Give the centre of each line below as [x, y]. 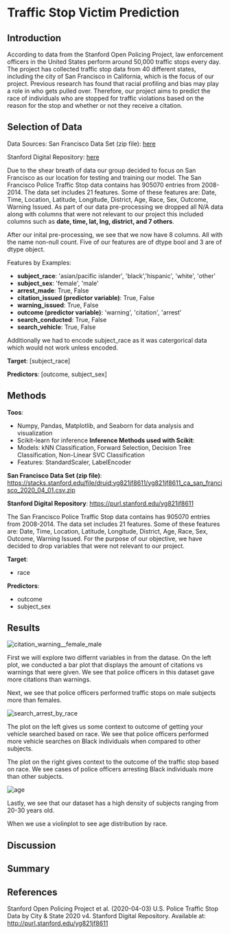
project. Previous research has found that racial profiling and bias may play [113, 83]
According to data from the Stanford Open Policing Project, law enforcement [115, 54]
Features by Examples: [39, 262]
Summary [28, 869]
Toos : [15, 412]
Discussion [32, 845]
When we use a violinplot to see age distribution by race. [88, 824]
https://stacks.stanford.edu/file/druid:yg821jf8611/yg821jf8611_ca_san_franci [115, 483]
